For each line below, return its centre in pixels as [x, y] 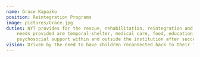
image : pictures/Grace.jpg [40, 23]
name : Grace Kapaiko [32, 12]
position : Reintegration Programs [49, 17]
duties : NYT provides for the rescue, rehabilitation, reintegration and [100, 28]
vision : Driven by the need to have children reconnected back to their [98, 45]
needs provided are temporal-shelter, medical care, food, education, [106, 34]
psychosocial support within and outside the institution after [98, 39]
